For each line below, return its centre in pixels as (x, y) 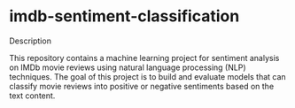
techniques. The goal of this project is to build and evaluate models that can (147, 76)
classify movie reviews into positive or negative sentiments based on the (142, 86)
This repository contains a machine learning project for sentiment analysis (144, 58)
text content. (32, 96)
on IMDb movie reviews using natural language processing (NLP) (128, 67)
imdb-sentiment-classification (124, 16)
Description (30, 41)
